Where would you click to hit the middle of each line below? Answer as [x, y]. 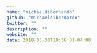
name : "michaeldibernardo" [41, 12]
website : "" [21, 35]
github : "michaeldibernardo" [43, 18]
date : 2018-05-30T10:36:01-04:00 [49, 40]
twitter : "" [21, 23]
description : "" [27, 29]
